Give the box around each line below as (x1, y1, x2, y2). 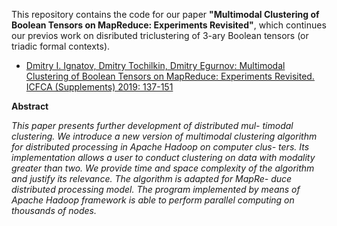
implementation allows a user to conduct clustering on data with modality (11, 152, 316, 163)
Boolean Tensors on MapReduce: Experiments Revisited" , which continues (11, 19, 327, 31)
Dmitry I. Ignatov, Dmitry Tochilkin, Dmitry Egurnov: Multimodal (25, 60, 286, 71)
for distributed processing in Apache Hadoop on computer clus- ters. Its (11, 141, 310, 153)
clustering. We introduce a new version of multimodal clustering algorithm (11, 130, 318, 142)
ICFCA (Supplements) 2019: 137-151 (25, 81, 174, 93)
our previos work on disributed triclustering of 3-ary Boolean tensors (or (11, 30, 309, 41)
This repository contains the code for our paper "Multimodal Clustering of (11, 9, 320, 20)
